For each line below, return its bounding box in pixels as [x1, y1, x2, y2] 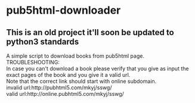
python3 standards [6, 36, 79, 46]
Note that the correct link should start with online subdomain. [6, 78, 157, 85]
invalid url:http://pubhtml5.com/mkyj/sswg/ [6, 84, 112, 91]
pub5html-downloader [6, 4, 121, 17]
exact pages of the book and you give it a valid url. [6, 71, 131, 78]
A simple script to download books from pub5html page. [6, 52, 145, 60]
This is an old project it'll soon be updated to [6, 27, 174, 38]
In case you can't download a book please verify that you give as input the [6, 65, 189, 72]
